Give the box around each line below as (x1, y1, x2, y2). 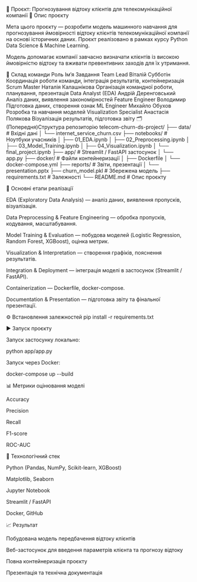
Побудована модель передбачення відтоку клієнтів (6, 535, 136, 542)
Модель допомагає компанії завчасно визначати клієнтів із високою (6, 53, 179, 60)
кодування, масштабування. (6, 220, 78, 227)
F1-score (6, 430, 28, 437)
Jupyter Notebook (6, 487, 51, 494)
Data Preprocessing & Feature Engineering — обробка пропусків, (6, 214, 166, 220)
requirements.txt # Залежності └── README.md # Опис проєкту (6, 173, 166, 180)
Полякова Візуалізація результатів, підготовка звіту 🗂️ (6, 115, 142, 122)
